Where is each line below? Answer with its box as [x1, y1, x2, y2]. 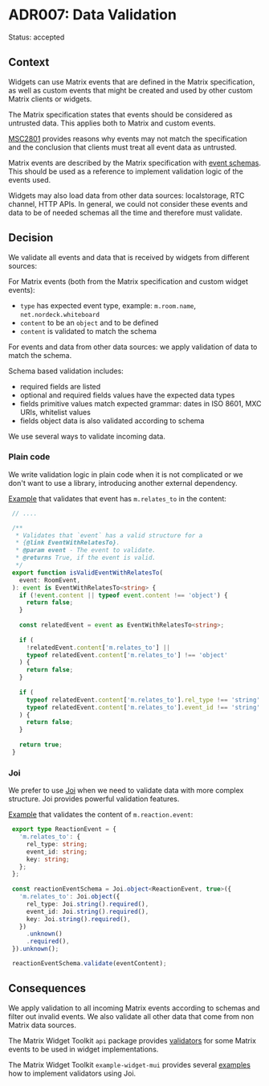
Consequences [8, 981, 87, 995]
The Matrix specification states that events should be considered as [8, 109, 233, 119]
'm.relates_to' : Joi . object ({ [18, 893, 120, 901]
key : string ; [26, 855, 70, 863]
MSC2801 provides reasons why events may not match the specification [8, 134, 247, 143]
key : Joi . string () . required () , [26, 915, 131, 923]
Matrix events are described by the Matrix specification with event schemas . [8, 158, 261, 167]
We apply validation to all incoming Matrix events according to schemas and [8, 1003, 260, 1013]
